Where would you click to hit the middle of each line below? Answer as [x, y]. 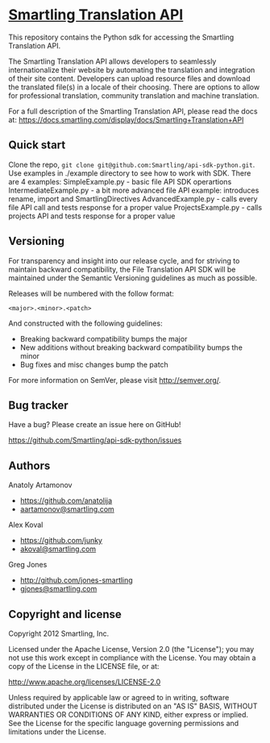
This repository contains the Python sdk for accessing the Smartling [121, 37]
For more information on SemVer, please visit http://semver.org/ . [115, 380]
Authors [29, 465]
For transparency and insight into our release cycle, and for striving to [124, 260]
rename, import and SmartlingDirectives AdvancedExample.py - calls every [133, 198]
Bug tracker [38, 405]
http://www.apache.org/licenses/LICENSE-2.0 [85, 682]
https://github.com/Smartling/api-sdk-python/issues [95, 440]
